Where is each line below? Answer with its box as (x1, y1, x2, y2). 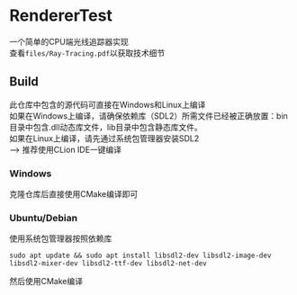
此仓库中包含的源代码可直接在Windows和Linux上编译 (9, 99, 206, 110)
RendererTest (9, 5, 112, 26)
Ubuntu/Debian (9, 211, 78, 224)
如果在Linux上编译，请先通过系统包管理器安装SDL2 (9, 132, 200, 144)
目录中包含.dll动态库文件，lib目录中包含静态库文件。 (9, 121, 202, 132)
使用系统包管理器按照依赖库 (9, 233, 112, 244)
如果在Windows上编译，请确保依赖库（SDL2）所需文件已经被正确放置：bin (9, 110, 288, 121)
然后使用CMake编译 (9, 276, 84, 287)
